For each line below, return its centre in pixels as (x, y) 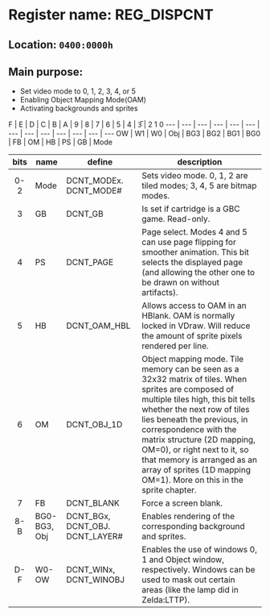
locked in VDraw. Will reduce (196, 326)
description (200, 162)
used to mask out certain (188, 580)
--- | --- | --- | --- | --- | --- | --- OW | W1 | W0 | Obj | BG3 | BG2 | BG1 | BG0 (135, 134)
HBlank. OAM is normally (188, 316)
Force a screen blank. (182, 503)
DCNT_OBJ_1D (94, 425)
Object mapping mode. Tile (193, 359)
